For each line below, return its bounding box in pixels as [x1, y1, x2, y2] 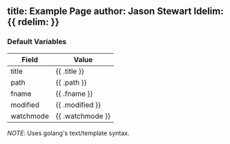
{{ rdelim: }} [7, 17, 60, 28]
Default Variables [7, 37, 67, 47]
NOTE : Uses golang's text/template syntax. [7, 129, 130, 137]
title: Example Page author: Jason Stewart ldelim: [7, 6, 224, 17]
